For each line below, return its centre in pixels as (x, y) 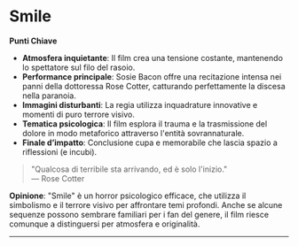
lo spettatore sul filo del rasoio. (78, 67)
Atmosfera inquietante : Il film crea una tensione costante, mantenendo (153, 58)
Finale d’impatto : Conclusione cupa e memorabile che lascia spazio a (149, 142)
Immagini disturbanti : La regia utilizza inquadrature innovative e (140, 104)
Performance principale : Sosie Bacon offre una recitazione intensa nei (152, 76)
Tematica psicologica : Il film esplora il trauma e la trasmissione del (145, 123)
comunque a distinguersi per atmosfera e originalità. (105, 224)
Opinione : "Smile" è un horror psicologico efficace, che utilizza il (128, 196)
